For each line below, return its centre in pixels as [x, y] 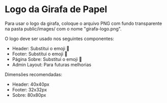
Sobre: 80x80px [29, 95]
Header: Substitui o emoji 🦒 [41, 48]
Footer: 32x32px [30, 89]
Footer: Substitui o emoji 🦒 [40, 54]
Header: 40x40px [31, 84]
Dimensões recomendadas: [34, 74]
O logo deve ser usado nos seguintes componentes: [60, 39]
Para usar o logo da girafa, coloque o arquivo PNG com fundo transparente [83, 23]
